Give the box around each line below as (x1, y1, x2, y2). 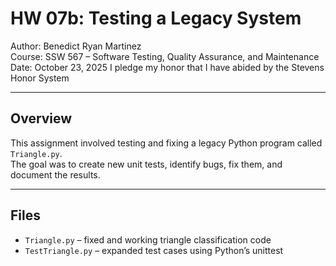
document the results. (10, 168, 101, 181)
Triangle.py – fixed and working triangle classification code (24, 233, 272, 246)
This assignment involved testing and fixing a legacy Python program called (10, 137, 323, 149)
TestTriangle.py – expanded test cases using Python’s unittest (24, 244, 284, 256)
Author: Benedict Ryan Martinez (10, 40, 142, 52)
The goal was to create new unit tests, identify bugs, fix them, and (10, 158, 283, 170)
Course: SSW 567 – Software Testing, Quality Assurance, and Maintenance (10, 50, 320, 62)
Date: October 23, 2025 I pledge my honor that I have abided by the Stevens (10, 61, 325, 73)
